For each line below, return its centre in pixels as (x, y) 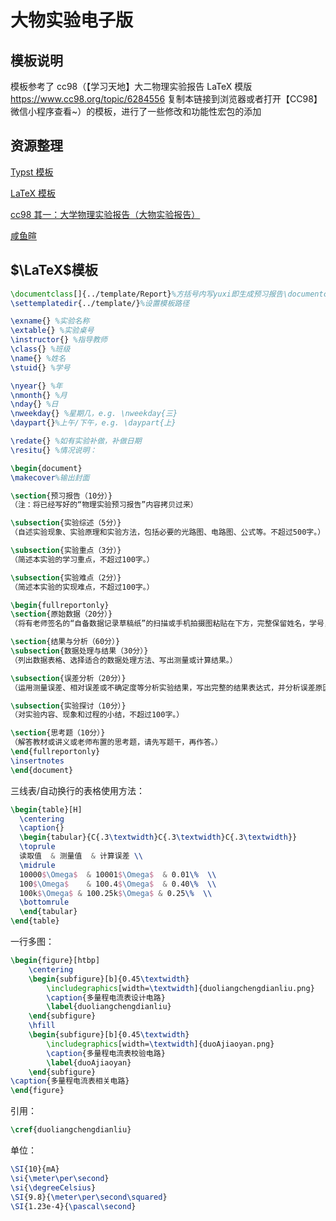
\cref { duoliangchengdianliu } (71, 1130)
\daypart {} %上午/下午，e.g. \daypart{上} (93, 423)
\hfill (42, 1026)
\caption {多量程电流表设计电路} (106, 997)
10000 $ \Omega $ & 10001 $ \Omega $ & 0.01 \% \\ (118, 874)
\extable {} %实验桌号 (52, 331)
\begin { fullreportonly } (60, 605)
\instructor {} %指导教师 (59, 340)
